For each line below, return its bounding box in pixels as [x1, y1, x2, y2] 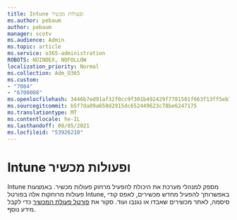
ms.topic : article [7, 43, 61, 50]
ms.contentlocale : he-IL [7, 115, 80, 122]
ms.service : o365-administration [7, 50, 106, 57]
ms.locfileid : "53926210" [7, 129, 83, 136]
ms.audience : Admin [7, 37, 65, 44]
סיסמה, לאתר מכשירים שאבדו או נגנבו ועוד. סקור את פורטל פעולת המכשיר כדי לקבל [7, 197, 230, 206]
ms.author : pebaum [7, 17, 61, 24]
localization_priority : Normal [7, 63, 99, 70]
